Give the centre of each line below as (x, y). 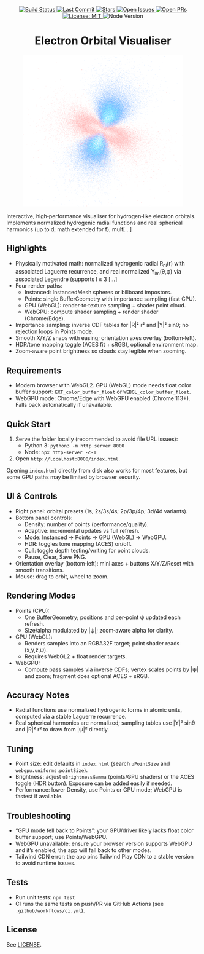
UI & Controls (32, 496)
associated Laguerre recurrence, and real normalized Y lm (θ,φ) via (98, 272)
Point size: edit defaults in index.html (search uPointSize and (93, 764)
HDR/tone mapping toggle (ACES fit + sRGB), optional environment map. (106, 345)
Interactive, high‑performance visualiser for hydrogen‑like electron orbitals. (101, 216)
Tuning (20, 749)
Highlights (27, 249)
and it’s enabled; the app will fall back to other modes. (83, 850)
